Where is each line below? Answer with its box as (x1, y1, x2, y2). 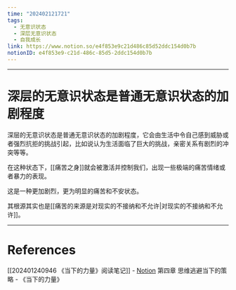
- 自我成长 (13, 37, 41, 44)
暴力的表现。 (13, 171, 51, 180)
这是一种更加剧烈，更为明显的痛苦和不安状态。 (7, 187, 143, 195)
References (7, 242, 76, 258)
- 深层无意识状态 (13, 29, 57, 37)
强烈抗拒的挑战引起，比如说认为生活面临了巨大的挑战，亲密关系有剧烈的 (13, 139, 223, 147)
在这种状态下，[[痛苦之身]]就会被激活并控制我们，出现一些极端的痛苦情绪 (7, 163, 220, 171)
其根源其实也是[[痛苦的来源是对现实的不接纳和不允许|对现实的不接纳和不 (7, 202, 217, 210)
